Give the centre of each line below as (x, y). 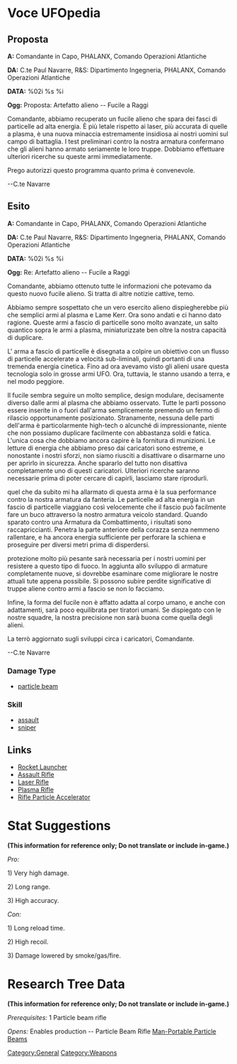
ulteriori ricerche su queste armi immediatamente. (80, 157)
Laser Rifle (33, 782)
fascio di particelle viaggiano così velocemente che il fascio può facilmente (117, 507)
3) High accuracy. (33, 901)
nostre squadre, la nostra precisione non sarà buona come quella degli (110, 617)
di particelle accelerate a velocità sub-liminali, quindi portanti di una (106, 358)
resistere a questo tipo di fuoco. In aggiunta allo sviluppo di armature (108, 566)
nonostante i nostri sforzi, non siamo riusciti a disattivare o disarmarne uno (116, 455)
